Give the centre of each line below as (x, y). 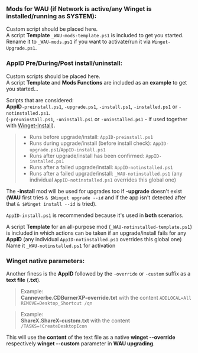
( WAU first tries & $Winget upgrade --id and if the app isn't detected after (96, 197)
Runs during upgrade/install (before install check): (90, 143)
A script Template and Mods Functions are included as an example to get (97, 82)
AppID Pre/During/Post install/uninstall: (64, 63)
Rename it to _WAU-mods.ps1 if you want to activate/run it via (78, 42)
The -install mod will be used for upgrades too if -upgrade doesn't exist (94, 191)
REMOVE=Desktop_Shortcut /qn (56, 303)
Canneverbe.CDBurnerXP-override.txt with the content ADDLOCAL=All (106, 297)
